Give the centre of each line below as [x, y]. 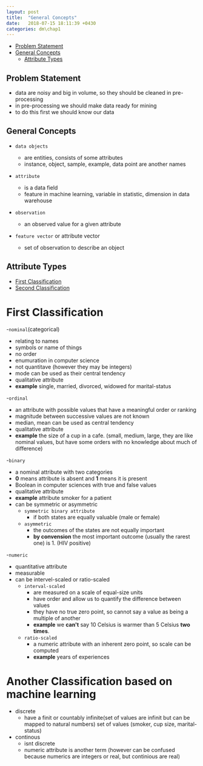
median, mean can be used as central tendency [75, 422]
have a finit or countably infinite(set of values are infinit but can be [107, 717]
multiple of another [57, 618]
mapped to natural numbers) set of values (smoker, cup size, [100, 724]
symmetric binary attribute [59, 511]
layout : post [23, 12]
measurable [30, 573]
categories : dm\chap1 [34, 29]
